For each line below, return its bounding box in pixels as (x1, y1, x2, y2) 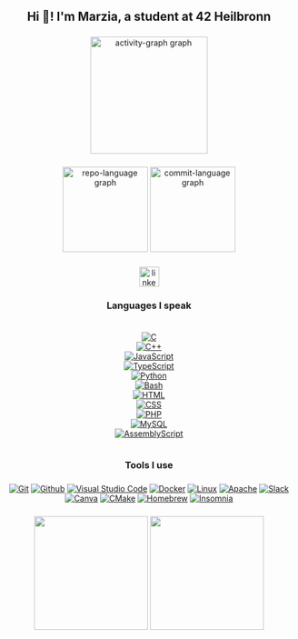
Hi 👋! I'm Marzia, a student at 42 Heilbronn (26, 9, 272, 25)
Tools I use (124, 458, 174, 471)
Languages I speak (106, 299, 192, 312)
